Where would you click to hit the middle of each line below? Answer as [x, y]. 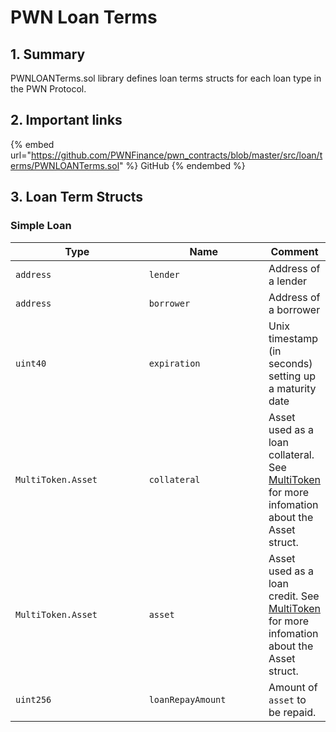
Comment [294, 251]
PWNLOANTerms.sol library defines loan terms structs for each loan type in [166, 78]
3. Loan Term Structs [77, 197]
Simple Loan [41, 226]
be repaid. [292, 712]
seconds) [290, 363]
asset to [287, 699]
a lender [288, 281]
